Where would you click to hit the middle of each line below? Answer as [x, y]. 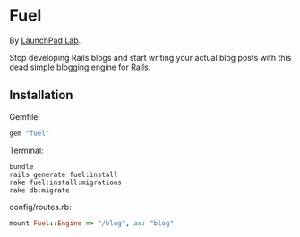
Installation [41, 95]
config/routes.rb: [40, 207]
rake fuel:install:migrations [66, 182]
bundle [21, 166]
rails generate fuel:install [64, 174]
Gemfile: [25, 116]
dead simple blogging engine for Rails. [80, 67]
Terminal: [26, 150]
